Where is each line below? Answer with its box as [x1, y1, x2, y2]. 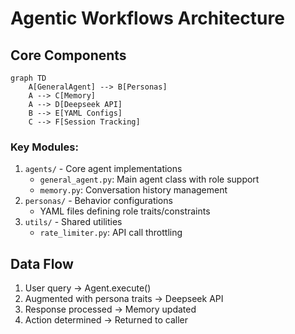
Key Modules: [10, 140, 79, 154]
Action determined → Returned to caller [24, 314, 188, 326]
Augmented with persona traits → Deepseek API [24, 293, 224, 305]
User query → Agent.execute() [24, 282, 152, 294]
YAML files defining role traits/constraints [39, 205, 211, 217]
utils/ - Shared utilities [24, 216, 123, 228]
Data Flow [10, 255, 74, 272]
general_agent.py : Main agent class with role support [39, 173, 260, 186]
